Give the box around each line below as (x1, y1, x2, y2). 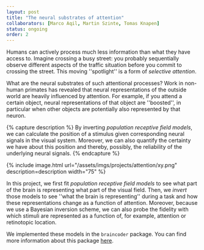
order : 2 (6, 32, 29, 38)
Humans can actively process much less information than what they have (6, 48, 191, 55)
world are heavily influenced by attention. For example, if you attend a (6, 93, 182, 100)
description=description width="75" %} (6, 168, 106, 176)
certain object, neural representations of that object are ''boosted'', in (6, 99, 181, 107)
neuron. (6, 112, 26, 120)
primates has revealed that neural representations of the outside (24, 86, 187, 93)
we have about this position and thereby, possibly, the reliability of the (6, 143, 182, 151)
